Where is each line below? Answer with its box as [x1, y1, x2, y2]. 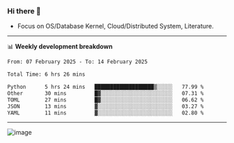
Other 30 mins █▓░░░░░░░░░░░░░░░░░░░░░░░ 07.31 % [7, 90, 204, 96]
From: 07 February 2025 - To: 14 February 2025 [7, 58, 148, 65]
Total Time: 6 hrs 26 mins [7, 71, 86, 78]
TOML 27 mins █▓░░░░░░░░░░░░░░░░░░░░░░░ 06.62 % [7, 96, 204, 103]
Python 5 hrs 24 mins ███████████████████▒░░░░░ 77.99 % [7, 83, 204, 91]
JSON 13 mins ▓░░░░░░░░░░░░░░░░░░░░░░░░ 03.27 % [7, 103, 204, 110]
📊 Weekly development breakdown [7, 42, 113, 51]
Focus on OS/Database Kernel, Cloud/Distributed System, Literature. [17, 22, 214, 31]
